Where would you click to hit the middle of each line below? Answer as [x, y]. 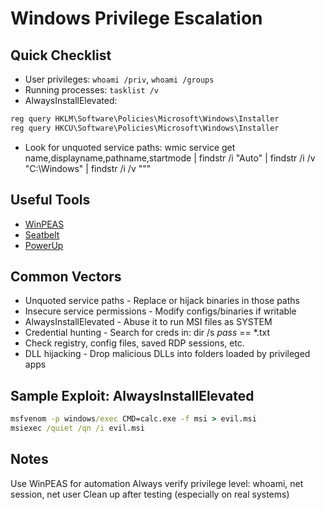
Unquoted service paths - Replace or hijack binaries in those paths [162, 301]
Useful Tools [50, 200]
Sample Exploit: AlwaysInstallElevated [132, 395]
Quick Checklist [61, 55]
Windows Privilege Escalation [136, 18]
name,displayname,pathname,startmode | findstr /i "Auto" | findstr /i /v [170, 158]
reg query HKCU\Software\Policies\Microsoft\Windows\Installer [145, 128]
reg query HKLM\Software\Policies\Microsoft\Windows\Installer [145, 119]
